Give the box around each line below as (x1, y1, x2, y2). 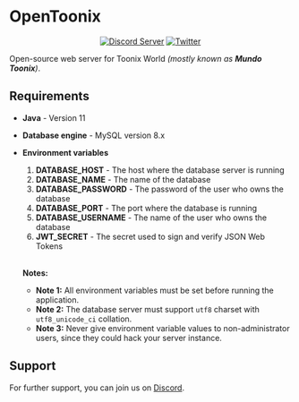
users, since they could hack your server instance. (35, 332, 222, 343)
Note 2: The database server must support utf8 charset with (35, 304, 260, 314)
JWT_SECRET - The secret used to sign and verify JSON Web (35, 231, 266, 242)
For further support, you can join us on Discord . (9, 382, 185, 393)
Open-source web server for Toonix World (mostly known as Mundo (9, 53, 262, 64)
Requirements (9, 89, 90, 104)
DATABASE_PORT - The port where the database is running (35, 202, 258, 213)
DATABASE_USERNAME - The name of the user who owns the (35, 212, 267, 223)
